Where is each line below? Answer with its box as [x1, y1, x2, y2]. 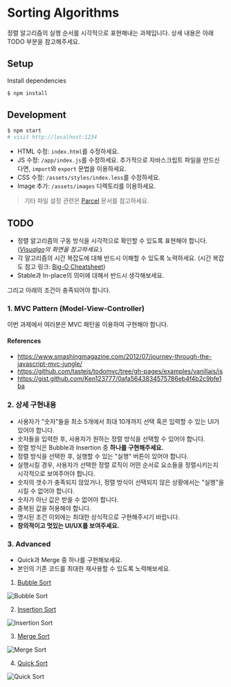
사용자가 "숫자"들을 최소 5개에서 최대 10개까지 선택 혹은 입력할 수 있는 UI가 [17, 417, 220, 425]
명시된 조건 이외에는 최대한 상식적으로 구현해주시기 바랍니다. [17, 512, 181, 521]
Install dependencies [7, 76, 67, 85]
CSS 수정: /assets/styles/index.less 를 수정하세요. [17, 173, 160, 182]
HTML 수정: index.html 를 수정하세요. [17, 147, 120, 155]
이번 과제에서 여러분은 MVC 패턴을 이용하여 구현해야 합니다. [7, 321, 169, 329]
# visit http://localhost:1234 [7, 134, 98, 141]
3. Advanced [7, 539, 51, 549]
